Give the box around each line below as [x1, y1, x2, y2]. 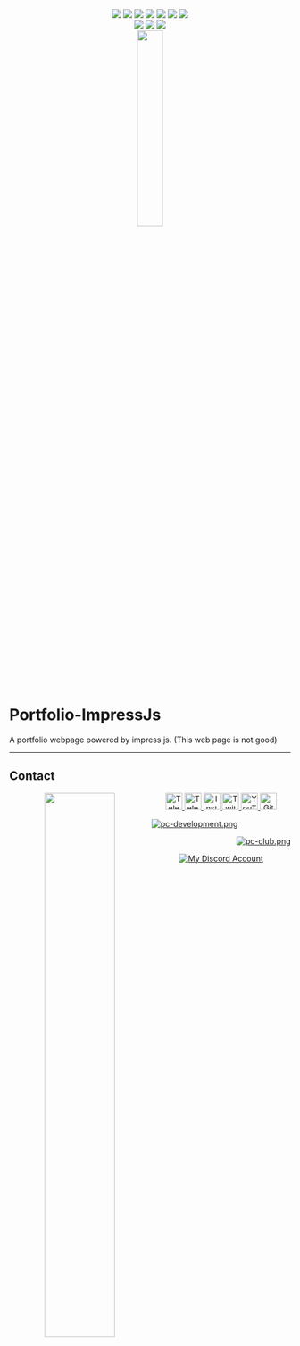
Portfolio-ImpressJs [9, 705, 162, 725]
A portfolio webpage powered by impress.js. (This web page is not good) [9, 734, 278, 745]
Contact [9, 768, 55, 784]
